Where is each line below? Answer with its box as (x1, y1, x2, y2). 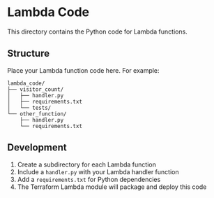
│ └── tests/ (7, 104, 52, 111)
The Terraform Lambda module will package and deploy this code (17, 183, 207, 191)
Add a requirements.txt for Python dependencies (17, 175, 161, 183)
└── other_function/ (7, 110, 68, 118)
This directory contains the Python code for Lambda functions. (7, 27, 188, 36)
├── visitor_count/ (7, 85, 64, 93)
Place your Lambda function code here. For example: (7, 66, 160, 74)
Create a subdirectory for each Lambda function (17, 160, 157, 169)
